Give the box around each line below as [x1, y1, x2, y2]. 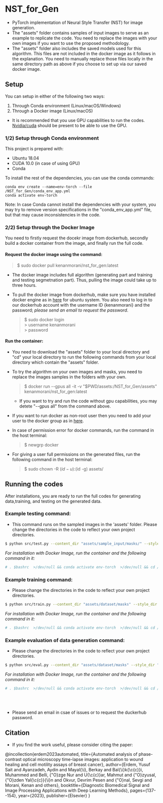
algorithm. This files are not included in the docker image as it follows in [12, 50, 156, 57]
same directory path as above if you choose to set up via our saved [12, 61, 147, 67]
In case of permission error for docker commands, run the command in [12, 427, 154, 433]
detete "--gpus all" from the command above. [19, 403, 111, 409]
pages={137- [130, 787, 156, 793]
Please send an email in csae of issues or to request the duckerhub [12, 709, 147, 715]
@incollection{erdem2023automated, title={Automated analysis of [5, 751, 138, 757]
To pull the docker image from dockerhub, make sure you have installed [12, 292, 156, 297]
